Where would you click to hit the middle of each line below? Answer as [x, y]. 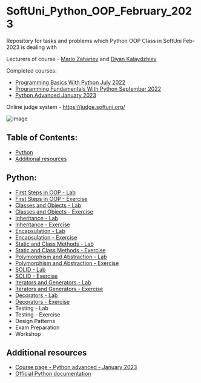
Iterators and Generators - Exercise [59, 289]
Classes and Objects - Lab [48, 205]
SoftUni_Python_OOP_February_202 [99, 11]
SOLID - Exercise [36, 276]
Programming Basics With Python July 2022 [70, 82]
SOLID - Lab [30, 269]
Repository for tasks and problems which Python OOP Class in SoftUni [94, 41]
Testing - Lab [31, 308]
